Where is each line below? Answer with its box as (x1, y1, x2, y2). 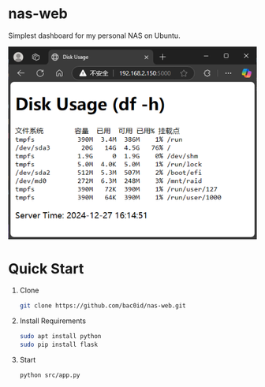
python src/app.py (19, 371, 80, 379)
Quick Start (8, 259, 84, 277)
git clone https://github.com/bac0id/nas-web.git (19, 302, 187, 310)
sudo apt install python (19, 333, 102, 340)
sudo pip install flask (19, 340, 99, 349)
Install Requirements (19, 316, 87, 326)
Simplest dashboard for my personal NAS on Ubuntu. (8, 31, 181, 40)
